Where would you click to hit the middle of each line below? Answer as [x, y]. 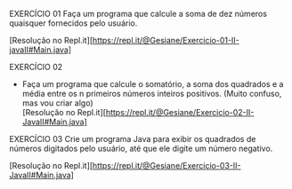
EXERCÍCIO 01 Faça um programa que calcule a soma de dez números [138, 14]
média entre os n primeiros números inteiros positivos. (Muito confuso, [152, 94]
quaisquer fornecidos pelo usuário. [73, 23]
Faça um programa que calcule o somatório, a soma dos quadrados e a [153, 84]
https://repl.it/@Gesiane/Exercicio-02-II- [180, 112]
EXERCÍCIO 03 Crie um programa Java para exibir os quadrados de [133, 139]
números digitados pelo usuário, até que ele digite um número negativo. [141, 148]
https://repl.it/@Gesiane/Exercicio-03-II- [167, 165]
